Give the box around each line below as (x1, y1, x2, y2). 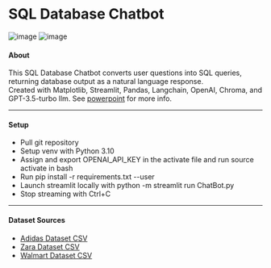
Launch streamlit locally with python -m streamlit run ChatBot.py (19, 181, 235, 191)
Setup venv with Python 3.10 (19, 146, 115, 156)
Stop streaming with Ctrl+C (19, 189, 111, 199)
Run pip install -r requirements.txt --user (19, 172, 155, 182)
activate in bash (19, 163, 73, 174)
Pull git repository (19, 138, 79, 148)
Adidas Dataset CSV (19, 233, 88, 243)
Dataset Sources (8, 215, 66, 224)
